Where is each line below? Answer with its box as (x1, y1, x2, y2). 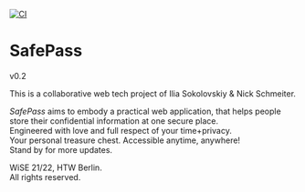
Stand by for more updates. (9, 144, 112, 155)
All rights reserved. (9, 171, 81, 182)
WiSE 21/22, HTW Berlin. (9, 162, 102, 173)
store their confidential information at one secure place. (9, 115, 219, 126)
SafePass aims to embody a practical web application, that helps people (9, 106, 281, 116)
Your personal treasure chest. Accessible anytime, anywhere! (9, 135, 240, 146)
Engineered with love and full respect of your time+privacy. (9, 125, 233, 136)
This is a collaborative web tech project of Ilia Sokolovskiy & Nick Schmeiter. (9, 87, 297, 99)
